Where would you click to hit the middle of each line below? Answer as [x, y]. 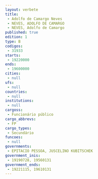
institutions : [20, 101]
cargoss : [14, 110]
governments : [18, 147]
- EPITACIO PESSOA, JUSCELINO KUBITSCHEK [50, 151]
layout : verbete [22, 10]
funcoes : [14, 137]
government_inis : [23, 155]
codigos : [14, 46]
